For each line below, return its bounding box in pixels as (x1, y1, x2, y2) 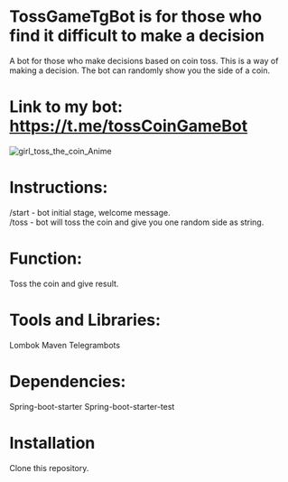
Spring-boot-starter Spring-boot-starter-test (9, 401, 175, 412)
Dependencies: (9, 371, 126, 392)
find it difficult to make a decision (9, 25, 265, 46)
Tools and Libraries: (9, 310, 161, 330)
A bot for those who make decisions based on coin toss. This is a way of (9, 55, 279, 66)
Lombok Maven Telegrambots (9, 339, 120, 350)
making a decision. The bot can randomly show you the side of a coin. (9, 65, 271, 76)
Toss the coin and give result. (9, 278, 119, 289)
